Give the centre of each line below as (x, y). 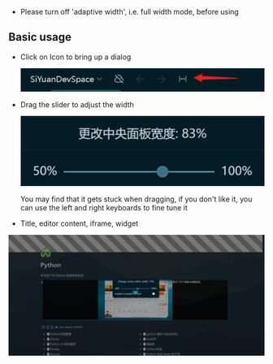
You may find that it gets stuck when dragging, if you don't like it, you (136, 199)
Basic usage (40, 37)
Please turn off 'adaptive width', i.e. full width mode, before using (130, 12)
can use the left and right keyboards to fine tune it (104, 208)
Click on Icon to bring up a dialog (76, 57)
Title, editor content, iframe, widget (79, 223)
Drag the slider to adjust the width (77, 104)
